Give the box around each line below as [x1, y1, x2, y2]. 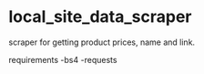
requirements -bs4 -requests [8, 54, 117, 65]
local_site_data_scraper [8, 6, 192, 27]
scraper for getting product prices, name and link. [8, 37, 196, 48]
